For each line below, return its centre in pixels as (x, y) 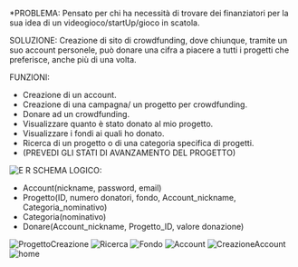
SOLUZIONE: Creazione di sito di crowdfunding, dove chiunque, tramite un (149, 40)
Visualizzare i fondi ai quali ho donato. (93, 133)
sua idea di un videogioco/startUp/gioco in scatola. (105, 23)
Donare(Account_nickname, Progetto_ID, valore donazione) (133, 227)
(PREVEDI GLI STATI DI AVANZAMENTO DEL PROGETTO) (129, 153)
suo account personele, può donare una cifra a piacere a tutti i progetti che (149, 50)
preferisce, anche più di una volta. (73, 59)
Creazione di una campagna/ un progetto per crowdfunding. (135, 104)
